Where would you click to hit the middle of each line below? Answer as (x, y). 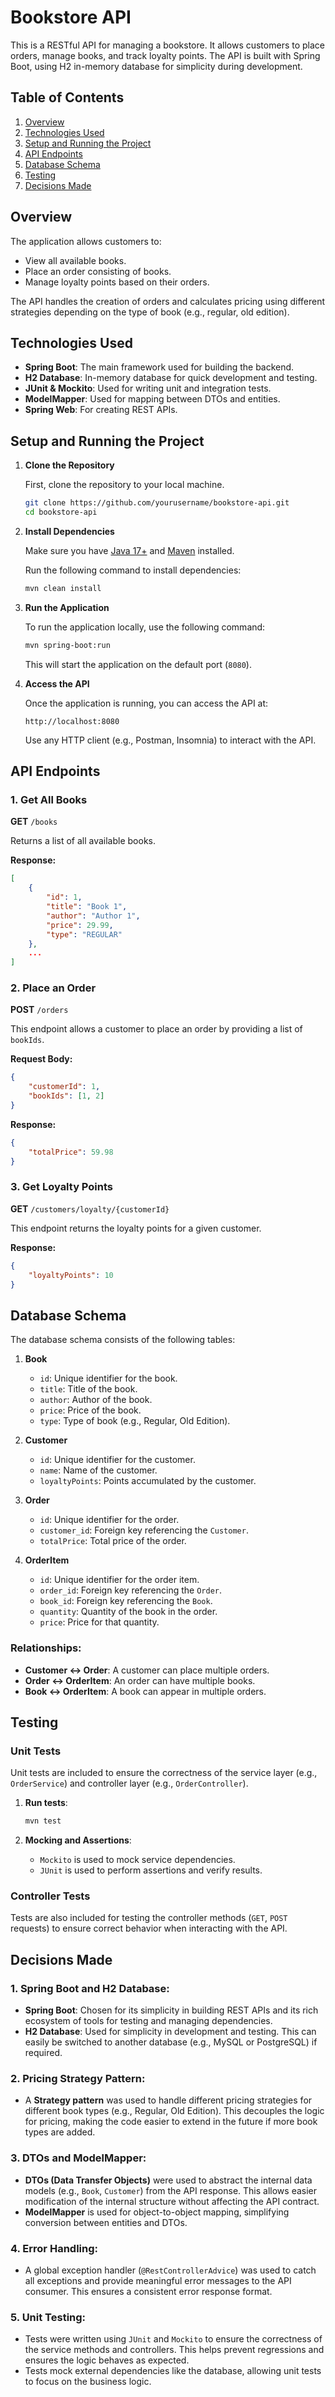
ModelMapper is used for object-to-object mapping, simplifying (157, 2212)
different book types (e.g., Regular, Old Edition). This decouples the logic (174, 2111)
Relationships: (46, 1648)
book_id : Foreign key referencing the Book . (126, 1601)
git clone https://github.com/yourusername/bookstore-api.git (157, 503)
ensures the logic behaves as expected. (107, 2360)
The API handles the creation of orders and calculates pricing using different (168, 301)
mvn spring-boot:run (67, 645)
